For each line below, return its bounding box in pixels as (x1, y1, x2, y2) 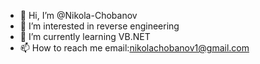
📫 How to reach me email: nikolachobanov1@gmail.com (19, 42, 250, 54)
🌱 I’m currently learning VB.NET (19, 31, 151, 42)
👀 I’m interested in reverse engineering (19, 20, 180, 32)
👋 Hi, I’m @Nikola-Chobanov (19, 10, 138, 21)
